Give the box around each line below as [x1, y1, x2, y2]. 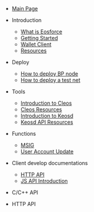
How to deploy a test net [20, 77, 81, 83]
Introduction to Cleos [20, 99, 72, 107]
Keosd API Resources [20, 119, 73, 126]
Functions [11, 130, 37, 137]
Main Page [11, 5, 38, 12]
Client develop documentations [11, 160, 88, 166]
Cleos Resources [20, 106, 62, 113]
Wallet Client [20, 41, 52, 48]
